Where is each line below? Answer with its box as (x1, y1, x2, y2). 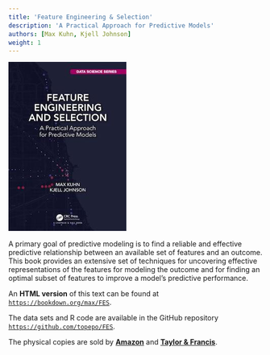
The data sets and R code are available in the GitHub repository (8, 313, 219, 323)
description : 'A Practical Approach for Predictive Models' (8, 21, 215, 30)
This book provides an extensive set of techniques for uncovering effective (8, 256, 258, 266)
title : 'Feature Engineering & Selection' (8, 13, 153, 21)
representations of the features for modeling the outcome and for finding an (8, 265, 260, 275)
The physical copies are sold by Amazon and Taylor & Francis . (8, 337, 218, 347)
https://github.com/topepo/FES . (8, 322, 115, 332)
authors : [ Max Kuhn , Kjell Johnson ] (8, 30, 131, 38)
